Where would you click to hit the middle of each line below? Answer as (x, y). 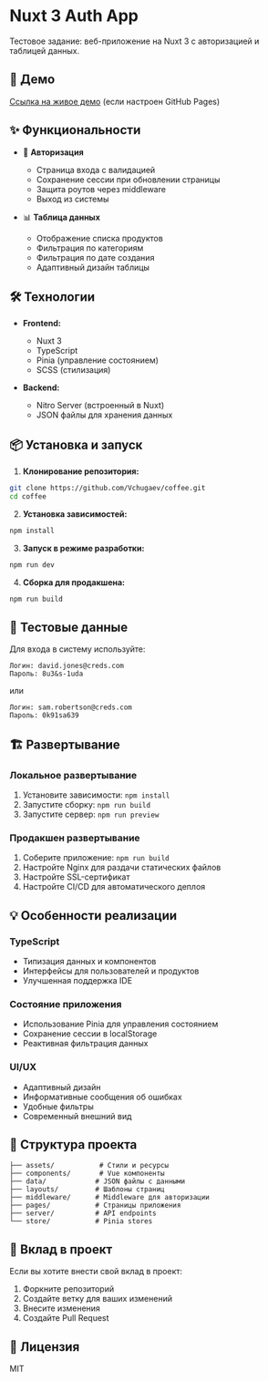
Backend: (41, 387)
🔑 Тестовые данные (69, 627)
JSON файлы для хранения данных (104, 415)
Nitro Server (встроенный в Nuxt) (100, 406)
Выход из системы (72, 199)
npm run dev (32, 565)
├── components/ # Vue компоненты (88, 1174)
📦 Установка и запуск (76, 444)
